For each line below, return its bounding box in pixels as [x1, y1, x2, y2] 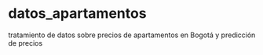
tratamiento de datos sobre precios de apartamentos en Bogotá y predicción [8, 30, 256, 40]
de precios [8, 38, 43, 47]
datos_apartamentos [8, 5, 147, 22]
